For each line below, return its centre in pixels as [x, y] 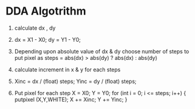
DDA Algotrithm [46, 11]
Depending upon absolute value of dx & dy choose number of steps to [102, 51]
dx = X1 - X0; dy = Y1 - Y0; [47, 39]
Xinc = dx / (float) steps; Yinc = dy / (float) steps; [75, 81]
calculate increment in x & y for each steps [67, 69]
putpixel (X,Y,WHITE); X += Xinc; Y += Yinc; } [71, 99]
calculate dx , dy [35, 28]
